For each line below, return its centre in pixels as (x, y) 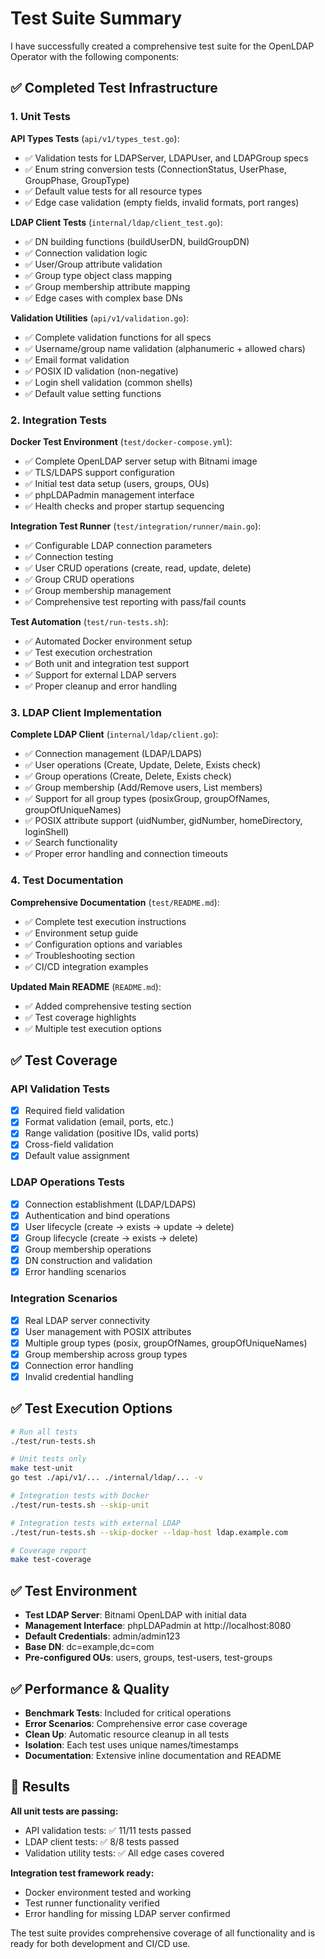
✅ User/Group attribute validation (93, 264)
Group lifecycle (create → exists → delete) (111, 1238)
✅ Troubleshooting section (80, 955)
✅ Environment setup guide (81, 933)
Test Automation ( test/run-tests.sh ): (89, 621)
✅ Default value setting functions (93, 393)
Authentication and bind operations (97, 1215)
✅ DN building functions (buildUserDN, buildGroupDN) (137, 241)
